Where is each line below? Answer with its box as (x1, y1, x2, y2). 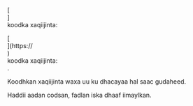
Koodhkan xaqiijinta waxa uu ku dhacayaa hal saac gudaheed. (7, 77, 187, 86)
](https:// (7, 42, 33, 50)
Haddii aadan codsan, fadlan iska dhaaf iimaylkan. (7, 91, 152, 99)
